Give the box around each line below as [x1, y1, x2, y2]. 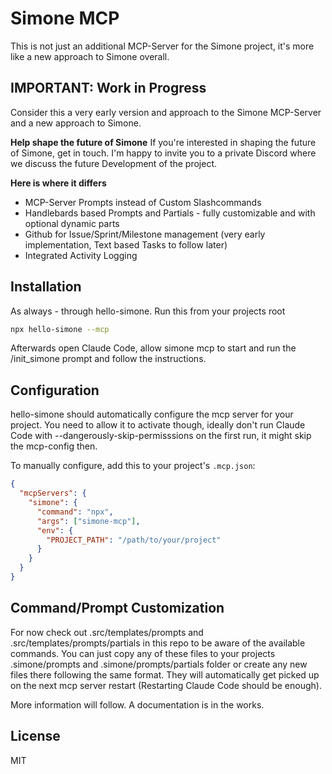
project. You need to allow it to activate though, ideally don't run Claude [10, 419, 306, 431]
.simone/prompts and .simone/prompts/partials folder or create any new [10, 658, 308, 670]
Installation [10, 278, 82, 296]
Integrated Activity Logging [24, 249, 138, 261]
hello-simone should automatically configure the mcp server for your [10, 408, 294, 421]
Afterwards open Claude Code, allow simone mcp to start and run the [10, 342, 297, 354]
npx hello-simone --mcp [10, 324, 110, 334]
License [10, 728, 61, 745]
